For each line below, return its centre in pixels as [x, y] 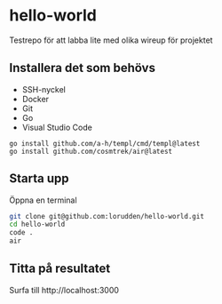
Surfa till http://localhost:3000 [64, 290]
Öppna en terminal [43, 200]
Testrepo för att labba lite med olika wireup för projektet [111, 40]
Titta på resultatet [60, 269]
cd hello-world [37, 224]
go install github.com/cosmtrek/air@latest [91, 151]
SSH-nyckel [44, 89]
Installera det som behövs [82, 68]
